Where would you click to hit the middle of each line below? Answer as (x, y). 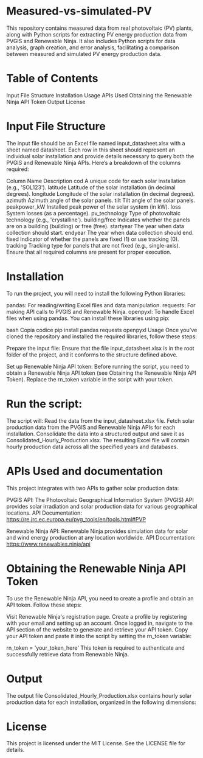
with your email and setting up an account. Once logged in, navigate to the (100, 623)
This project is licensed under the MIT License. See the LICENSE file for (96, 743)
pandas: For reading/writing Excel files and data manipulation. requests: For (101, 305)
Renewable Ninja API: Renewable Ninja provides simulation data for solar (97, 531)
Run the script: (44, 404)
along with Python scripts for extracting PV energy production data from (97, 34)
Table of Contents (52, 79)
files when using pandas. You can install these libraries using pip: (88, 318)
